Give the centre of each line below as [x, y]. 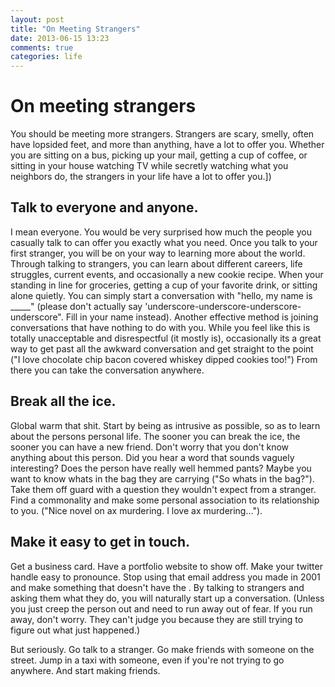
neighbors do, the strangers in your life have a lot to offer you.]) [141, 177]
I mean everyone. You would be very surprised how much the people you [161, 232]
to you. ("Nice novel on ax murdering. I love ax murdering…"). [136, 510]
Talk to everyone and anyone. [104, 207]
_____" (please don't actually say [76, 306]
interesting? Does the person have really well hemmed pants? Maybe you [161, 468]
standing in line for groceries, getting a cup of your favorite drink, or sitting [164, 285]
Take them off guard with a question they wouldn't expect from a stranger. [163, 489]
